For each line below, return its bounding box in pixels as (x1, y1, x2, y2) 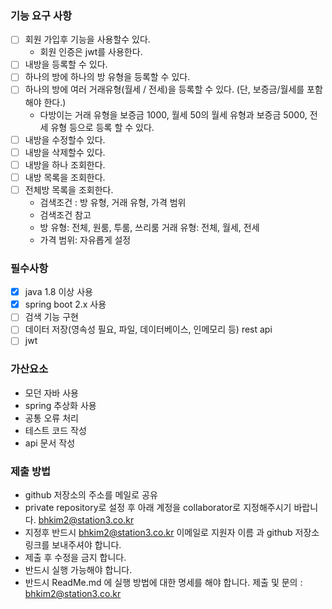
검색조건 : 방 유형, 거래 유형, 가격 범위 (39, 196, 187, 208)
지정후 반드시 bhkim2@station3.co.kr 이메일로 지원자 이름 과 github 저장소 (24, 527, 320, 539)
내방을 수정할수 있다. (24, 133, 106, 146)
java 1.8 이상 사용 (24, 286, 93, 298)
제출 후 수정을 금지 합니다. (24, 552, 127, 564)
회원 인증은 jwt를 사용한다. (39, 46, 143, 58)
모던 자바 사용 (24, 387, 79, 399)
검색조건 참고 (39, 208, 92, 221)
